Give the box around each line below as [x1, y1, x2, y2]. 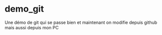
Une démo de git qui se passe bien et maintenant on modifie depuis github [4, 19, 158, 25]
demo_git [4, 3, 44, 15]
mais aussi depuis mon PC [4, 24, 59, 30]
